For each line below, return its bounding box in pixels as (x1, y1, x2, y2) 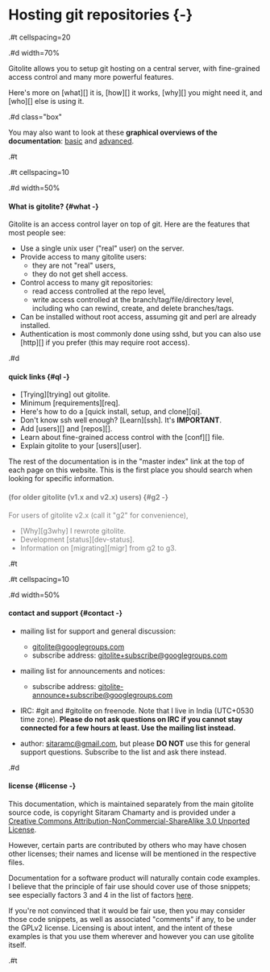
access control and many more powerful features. (8, 72, 174, 81)
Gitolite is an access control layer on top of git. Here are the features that (8, 219, 250, 229)
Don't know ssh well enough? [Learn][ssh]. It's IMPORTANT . (19, 415, 222, 425)
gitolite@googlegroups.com (31, 642, 125, 651)
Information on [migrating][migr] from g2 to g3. (19, 542, 177, 553)
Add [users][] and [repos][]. (19, 424, 113, 434)
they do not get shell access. (31, 269, 128, 279)
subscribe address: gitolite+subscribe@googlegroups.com (31, 650, 228, 660)
